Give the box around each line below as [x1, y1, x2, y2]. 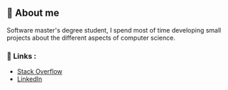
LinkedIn [16, 75, 43, 84]
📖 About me [6, 7, 60, 19]
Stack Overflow [16, 67, 63, 76]
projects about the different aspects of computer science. [6, 33, 175, 42]
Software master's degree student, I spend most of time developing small [6, 26, 222, 34]
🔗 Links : [6, 51, 37, 61]
